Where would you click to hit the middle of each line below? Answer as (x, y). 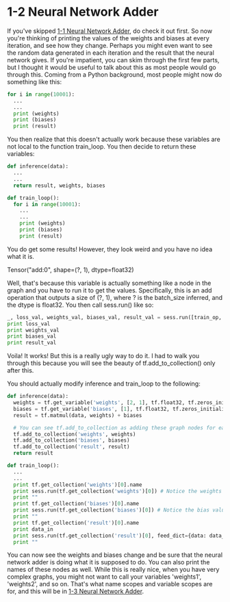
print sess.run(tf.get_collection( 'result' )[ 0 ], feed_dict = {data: (110, 536)
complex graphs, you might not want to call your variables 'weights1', (104, 577)
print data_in (33, 529)
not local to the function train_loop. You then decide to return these (102, 147)
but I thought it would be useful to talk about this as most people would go (112, 67)
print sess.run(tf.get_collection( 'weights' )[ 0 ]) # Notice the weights (118, 491)
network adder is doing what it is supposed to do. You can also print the (108, 562)
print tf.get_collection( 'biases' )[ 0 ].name (76, 504)
